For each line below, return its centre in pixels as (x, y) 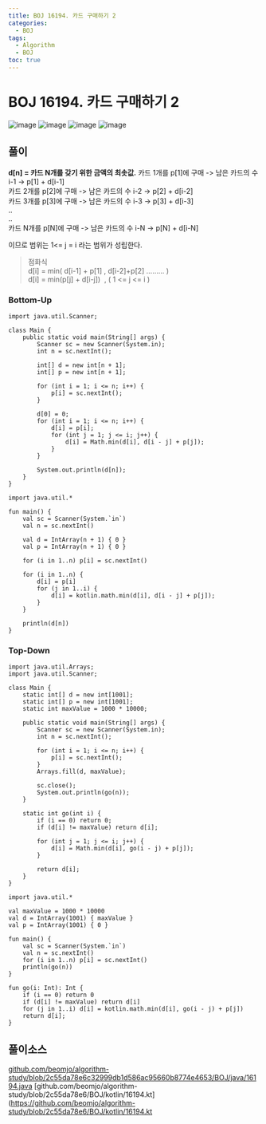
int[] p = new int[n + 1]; (82, 372)
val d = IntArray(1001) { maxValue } (71, 918)
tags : (17, 38)
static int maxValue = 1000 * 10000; (85, 709)
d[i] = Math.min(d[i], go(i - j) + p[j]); (122, 849)
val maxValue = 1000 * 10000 (57, 911)
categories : (28, 23)
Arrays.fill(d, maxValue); (82, 772)
